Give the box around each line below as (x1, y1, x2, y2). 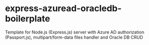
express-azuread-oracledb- (5, 3, 122, 14)
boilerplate (5, 13, 50, 24)
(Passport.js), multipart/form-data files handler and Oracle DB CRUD (5, 34, 143, 40)
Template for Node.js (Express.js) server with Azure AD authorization (5, 29, 145, 35)
